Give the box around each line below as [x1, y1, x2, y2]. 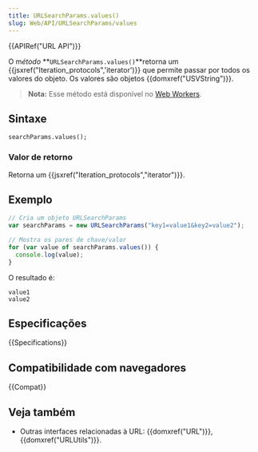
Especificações [8, 317, 87, 331]
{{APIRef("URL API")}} [8, 41, 81, 50]
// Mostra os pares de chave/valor [8, 236, 127, 244]
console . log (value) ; [15, 251, 84, 259]
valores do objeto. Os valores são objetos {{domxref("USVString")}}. [8, 73, 234, 83]
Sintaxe [8, 112, 47, 125]
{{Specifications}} [8, 338, 68, 347]
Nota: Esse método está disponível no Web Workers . [27, 89, 202, 98]
